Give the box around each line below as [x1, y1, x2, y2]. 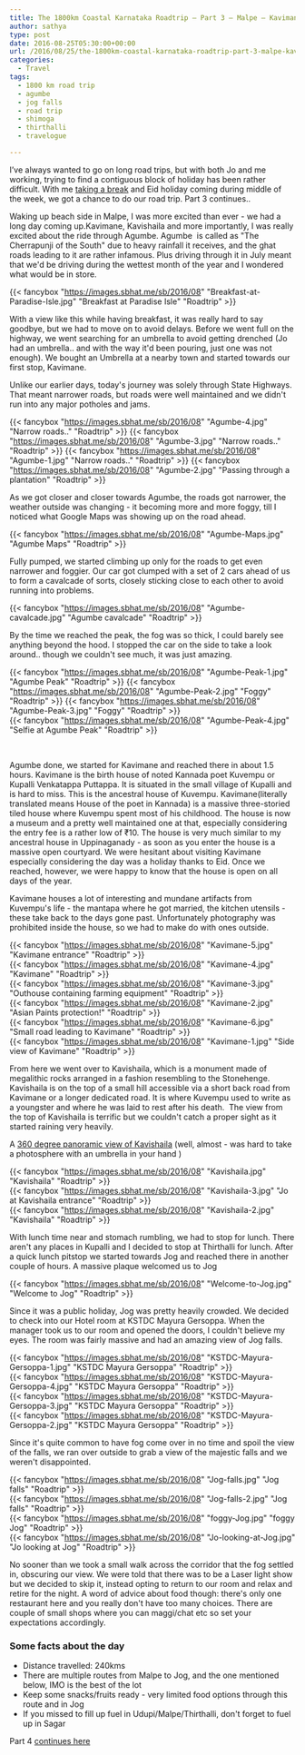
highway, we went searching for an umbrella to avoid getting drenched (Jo [9, 332, 288, 343]
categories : [9, 55, 54, 64]
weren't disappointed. [9, 1456, 92, 1467]
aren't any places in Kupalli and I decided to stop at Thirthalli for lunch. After [9, 1241, 294, 1252]
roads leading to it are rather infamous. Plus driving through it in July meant [9, 249, 292, 260]
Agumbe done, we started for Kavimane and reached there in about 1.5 [9, 759, 274, 770]
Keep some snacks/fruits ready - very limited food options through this [22, 1690, 288, 1701]
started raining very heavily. [9, 1120, 113, 1131]
